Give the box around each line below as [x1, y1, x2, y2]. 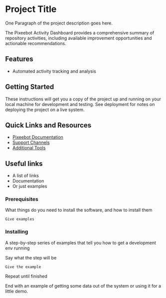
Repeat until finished [5, 273, 47, 279]
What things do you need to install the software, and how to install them [5, 207, 153, 213]
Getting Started [5, 82, 54, 91]
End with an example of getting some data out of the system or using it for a [5, 282, 161, 288]
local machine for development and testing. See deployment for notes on [5, 101, 155, 107]
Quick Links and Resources [5, 121, 92, 129]
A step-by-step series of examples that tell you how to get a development [5, 239, 156, 245]
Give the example [5, 264, 41, 269]
